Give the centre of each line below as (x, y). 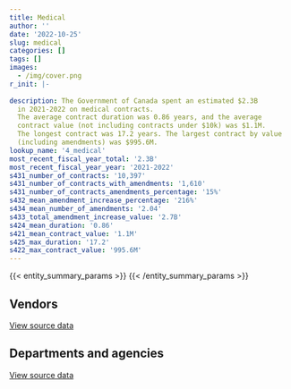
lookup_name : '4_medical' (57, 150)
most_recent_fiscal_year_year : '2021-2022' (92, 167)
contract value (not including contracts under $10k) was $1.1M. (142, 126)
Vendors (34, 304)
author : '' (30, 26)
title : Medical (38, 17)
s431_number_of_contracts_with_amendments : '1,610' (107, 184)
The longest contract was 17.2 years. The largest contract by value (150, 134)
